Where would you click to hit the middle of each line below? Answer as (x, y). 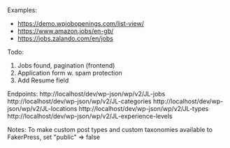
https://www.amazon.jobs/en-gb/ (65, 31)
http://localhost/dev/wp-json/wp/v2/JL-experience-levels (90, 116)
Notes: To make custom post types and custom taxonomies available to (110, 129)
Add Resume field (43, 80)
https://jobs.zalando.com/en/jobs (65, 38)
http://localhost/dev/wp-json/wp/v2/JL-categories (79, 101)
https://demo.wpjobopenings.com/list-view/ (81, 23)
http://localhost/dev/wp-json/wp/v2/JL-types (144, 109)
